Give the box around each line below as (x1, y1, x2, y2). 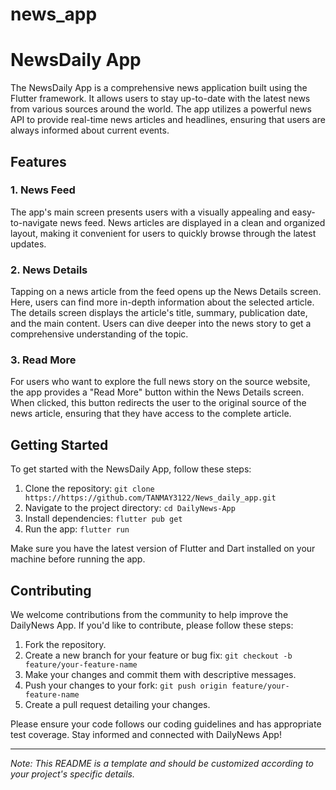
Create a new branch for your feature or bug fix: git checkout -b (24, 649, 293, 662)
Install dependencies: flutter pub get (24, 513, 183, 525)
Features (10, 153, 67, 170)
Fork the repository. (24, 639, 107, 651)
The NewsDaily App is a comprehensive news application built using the (10, 82, 308, 94)
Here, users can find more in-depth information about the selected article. (10, 296, 315, 308)
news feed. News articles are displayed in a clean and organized (59, 216, 326, 228)
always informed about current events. (10, 124, 170, 137)
